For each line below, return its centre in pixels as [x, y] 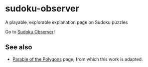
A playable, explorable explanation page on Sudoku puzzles [67, 22]
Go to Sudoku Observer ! [30, 32]
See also [19, 47]
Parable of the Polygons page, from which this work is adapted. [77, 59]
